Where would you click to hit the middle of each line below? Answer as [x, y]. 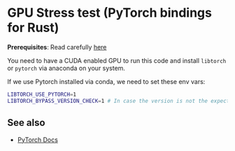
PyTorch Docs [37, 139]
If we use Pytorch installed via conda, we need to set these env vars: [106, 81]
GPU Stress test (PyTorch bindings [109, 13]
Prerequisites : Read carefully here [57, 47]
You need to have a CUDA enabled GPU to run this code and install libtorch [117, 60]
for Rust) [33, 28]
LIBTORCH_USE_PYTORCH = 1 [42, 94]
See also [26, 123]
